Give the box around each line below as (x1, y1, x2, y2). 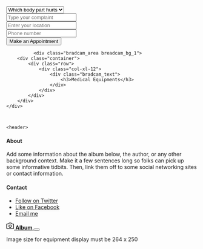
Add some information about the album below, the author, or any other (6, 151, 182, 158)
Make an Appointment (9, 38, 59, 44)
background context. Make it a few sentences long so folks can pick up (6, 157, 184, 164)
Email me (15, 210, 38, 217)
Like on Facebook (15, 204, 60, 211)
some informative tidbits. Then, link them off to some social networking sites (6, 164, 197, 171)
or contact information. (6, 170, 64, 178)
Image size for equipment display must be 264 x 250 (6, 236, 138, 243)
